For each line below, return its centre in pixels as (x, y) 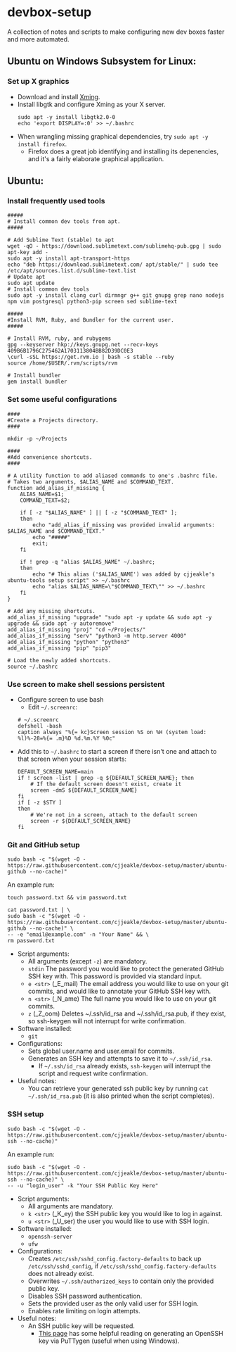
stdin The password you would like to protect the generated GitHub (126, 969)
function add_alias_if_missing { (56, 488)
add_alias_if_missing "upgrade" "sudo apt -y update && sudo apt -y (110, 617)
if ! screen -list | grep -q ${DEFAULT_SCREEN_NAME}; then (106, 778)
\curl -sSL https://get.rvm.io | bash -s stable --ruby (91, 357)
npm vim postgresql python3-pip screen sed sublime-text (92, 302)
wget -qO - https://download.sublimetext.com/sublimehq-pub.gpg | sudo (114, 246)
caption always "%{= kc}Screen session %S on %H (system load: (112, 732)
